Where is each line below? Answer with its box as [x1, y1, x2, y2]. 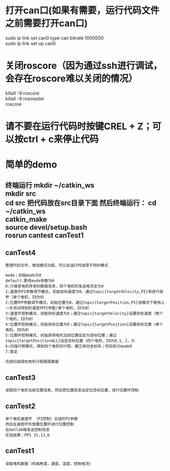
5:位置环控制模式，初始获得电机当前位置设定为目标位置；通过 [5, 333, 117, 338]
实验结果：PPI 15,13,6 [5, 432, 50, 438]
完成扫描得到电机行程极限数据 [5, 359, 59, 365]
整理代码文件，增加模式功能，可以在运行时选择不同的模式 [5, 263, 109, 268]
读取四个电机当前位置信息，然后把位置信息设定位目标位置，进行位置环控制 [5, 388, 139, 393]
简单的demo [5, 159, 57, 171]
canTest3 [5, 373, 36, 382]
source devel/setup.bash [5, 223, 88, 232]
